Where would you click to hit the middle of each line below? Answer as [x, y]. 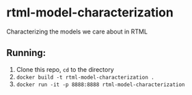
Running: [26, 53]
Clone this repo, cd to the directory [65, 69]
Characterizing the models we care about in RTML [77, 31]
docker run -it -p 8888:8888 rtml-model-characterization [100, 84]
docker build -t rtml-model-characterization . [85, 77]
